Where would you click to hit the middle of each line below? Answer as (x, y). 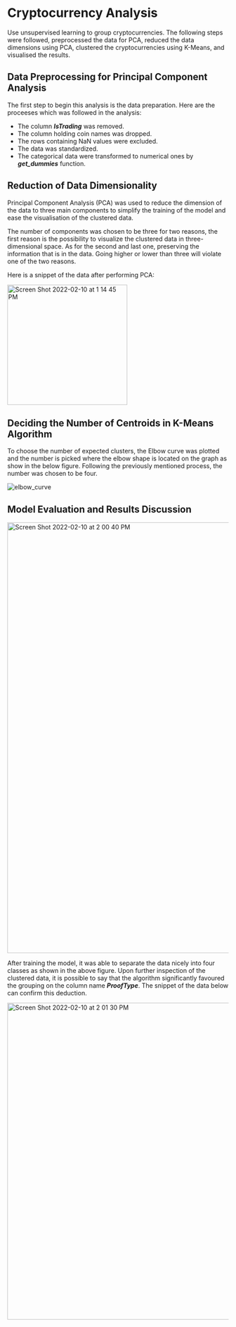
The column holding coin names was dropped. (85, 133)
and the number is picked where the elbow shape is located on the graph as (117, 458)
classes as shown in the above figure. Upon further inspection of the (106, 971)
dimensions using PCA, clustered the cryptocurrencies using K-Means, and (116, 47)
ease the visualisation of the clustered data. (70, 218)
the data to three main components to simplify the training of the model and (117, 210)
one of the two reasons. (42, 261)
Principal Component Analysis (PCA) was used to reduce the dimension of (115, 203)
